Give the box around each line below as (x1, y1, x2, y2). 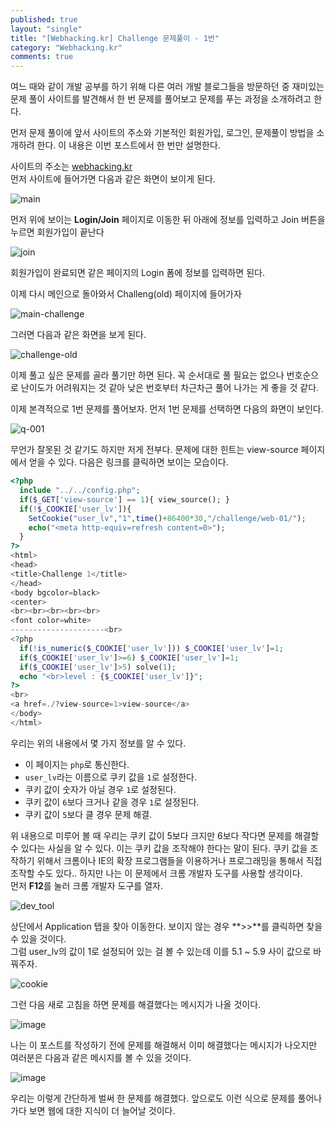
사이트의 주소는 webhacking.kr (10, 161, 133, 173)
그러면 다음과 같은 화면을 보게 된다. (10, 329, 147, 341)
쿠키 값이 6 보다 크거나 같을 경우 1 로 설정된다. (24, 796, 200, 808)
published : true (10, 14, 78, 25)
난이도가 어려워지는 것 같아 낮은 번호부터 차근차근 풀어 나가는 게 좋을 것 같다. (20, 382, 320, 394)
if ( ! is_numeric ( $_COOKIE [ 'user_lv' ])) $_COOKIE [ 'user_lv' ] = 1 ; (19, 643, 284, 653)
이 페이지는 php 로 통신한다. (24, 758, 130, 770)
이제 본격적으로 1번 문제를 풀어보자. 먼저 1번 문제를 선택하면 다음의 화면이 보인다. (10, 403, 324, 415)
